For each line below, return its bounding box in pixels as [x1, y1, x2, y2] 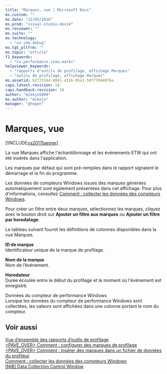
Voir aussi [5, 323, 37, 332]
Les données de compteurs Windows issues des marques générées [5, 180, 146, 186]
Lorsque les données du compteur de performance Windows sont [5, 298, 142, 304]
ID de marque [5, 242, 34, 248]
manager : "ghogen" [5, 102, 44, 107]
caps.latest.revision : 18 [5, 82, 60, 87]
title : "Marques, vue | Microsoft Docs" [5, 7, 92, 13]
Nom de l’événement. [5, 262, 49, 268]
